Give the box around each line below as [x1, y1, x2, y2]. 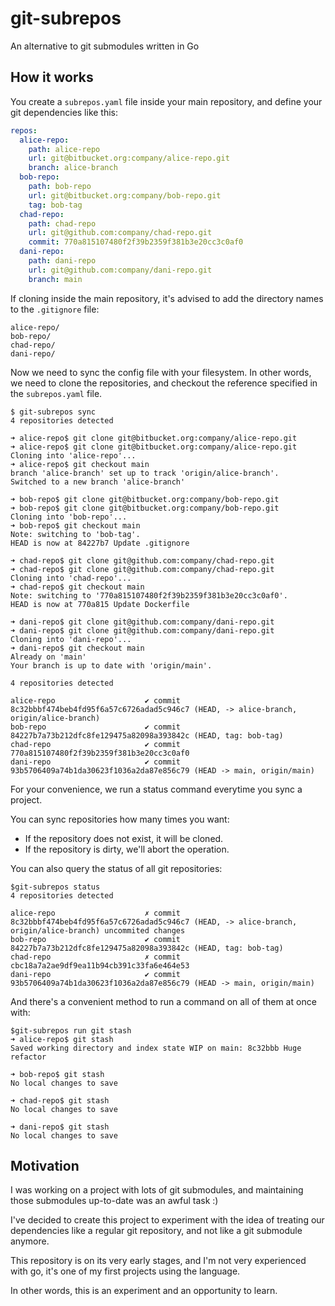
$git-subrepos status [10, 882, 101, 892]
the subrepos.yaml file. [10, 387, 103, 399]
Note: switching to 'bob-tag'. [10, 529, 141, 539]
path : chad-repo [28, 218, 97, 229]
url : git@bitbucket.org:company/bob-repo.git [28, 190, 222, 201]
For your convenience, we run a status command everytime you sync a [10, 783, 303, 795]
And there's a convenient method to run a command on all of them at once [10, 995, 317, 1007]
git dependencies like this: [10, 106, 119, 118]
